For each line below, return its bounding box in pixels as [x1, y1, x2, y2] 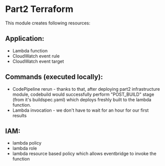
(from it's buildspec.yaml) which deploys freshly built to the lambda [12, 96, 151, 103]
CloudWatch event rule [12, 53, 60, 59]
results [12, 112, 27, 118]
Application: [5, 34, 44, 43]
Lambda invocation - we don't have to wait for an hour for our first [12, 107, 149, 113]
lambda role [12, 146, 37, 152]
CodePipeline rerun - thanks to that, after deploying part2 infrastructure [12, 86, 160, 92]
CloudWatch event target [12, 58, 64, 64]
